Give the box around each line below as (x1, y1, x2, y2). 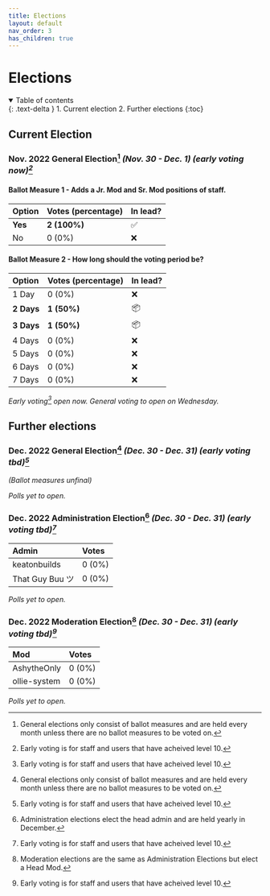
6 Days (12, 361, 39, 372)
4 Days (12, 335, 39, 346)
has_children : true (8, 34, 74, 43)
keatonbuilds (12, 559, 62, 570)
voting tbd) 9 (8, 626, 58, 640)
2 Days (12, 303, 40, 315)
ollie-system (12, 675, 61, 687)
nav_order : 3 (8, 27, 52, 35)
